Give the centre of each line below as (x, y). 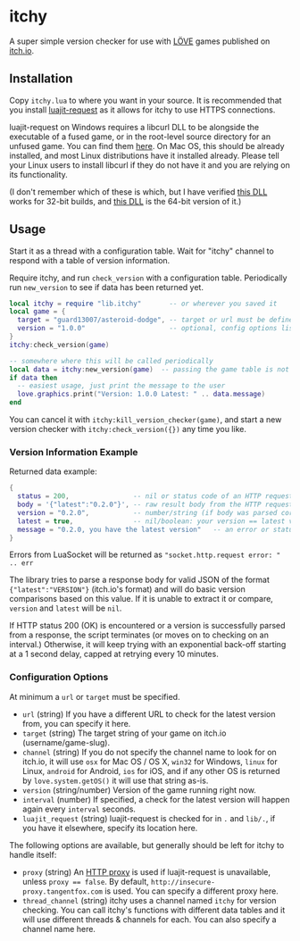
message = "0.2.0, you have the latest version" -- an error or (143, 529)
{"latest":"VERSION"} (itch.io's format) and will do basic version (127, 589)
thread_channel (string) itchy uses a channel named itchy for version (149, 900)
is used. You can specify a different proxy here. (191, 891)
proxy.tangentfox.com (62, 891)
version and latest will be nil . (66, 608)
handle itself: (33, 854)
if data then (33, 378)
